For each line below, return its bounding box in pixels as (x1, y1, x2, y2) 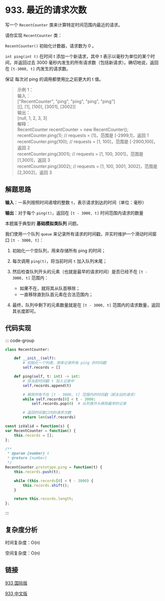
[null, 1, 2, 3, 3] (17, 115, 48, 121)
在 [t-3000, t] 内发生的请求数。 (5, 65, 71, 72)
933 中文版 (5, 590, 28, 596)
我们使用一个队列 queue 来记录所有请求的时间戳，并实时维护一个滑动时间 (5, 231, 153, 237)
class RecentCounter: (5, 347, 50, 352)
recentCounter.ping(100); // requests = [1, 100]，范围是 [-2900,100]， (17, 138, 158, 144)
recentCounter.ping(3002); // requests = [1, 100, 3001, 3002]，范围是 (17, 163, 158, 169)
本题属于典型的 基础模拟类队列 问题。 (5, 220, 81, 226)
